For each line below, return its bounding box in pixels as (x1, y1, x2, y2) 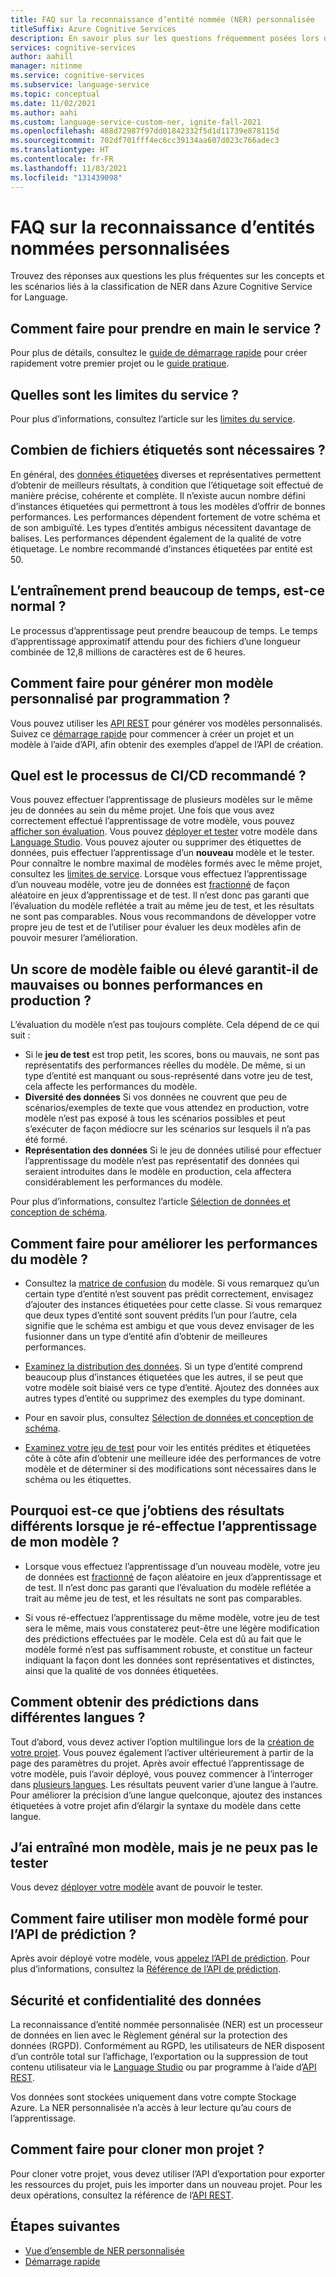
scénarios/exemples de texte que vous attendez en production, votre (24, 1102, 310, 1114)
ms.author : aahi (10, 107, 78, 118)
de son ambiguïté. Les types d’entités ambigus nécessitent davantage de (10, 521, 312, 533)
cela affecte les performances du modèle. (24, 1081, 198, 1093)
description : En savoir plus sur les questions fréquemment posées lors (10, 33, 320, 43)
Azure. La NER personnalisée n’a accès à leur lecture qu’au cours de (10, 2102, 292, 2113)
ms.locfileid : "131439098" (10, 172, 123, 183)
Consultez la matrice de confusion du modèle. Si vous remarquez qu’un (24, 1277, 320, 1289)
